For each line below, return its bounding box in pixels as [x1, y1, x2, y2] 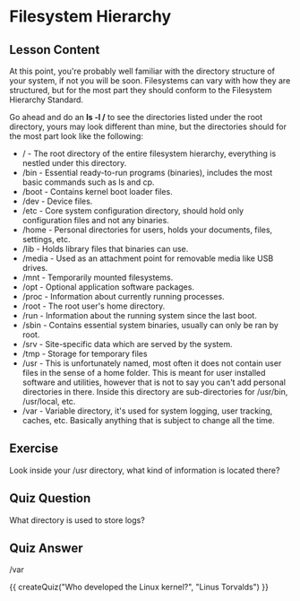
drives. [21, 263, 48, 273]
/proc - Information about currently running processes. [21, 292, 226, 301]
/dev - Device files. [21, 196, 93, 206]
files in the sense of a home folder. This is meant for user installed [21, 368, 266, 378]
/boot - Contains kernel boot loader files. [21, 187, 173, 196]
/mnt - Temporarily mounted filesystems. [21, 272, 174, 283]
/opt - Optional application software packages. [21, 282, 195, 292]
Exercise [9, 441, 59, 457]
